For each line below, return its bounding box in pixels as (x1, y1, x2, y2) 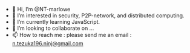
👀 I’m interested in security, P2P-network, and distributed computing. (11, 12, 185, 19)
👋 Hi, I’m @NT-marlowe (11, 6, 71, 13)
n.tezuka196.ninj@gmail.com (11, 40, 84, 47)
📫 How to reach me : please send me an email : (11, 32, 132, 38)
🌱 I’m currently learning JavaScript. (11, 18, 100, 25)
